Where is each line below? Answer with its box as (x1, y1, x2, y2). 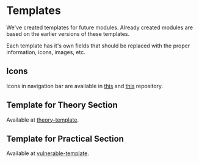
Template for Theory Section (6, 100, 118, 110)
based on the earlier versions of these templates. (6, 30, 130, 37)
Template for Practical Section (6, 133, 124, 144)
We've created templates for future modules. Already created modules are (6, 24, 194, 31)
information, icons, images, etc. (6, 48, 85, 55)
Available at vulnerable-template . (6, 150, 90, 157)
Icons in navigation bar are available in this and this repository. (6, 82, 164, 89)
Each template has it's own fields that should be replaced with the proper (6, 42, 190, 49)
